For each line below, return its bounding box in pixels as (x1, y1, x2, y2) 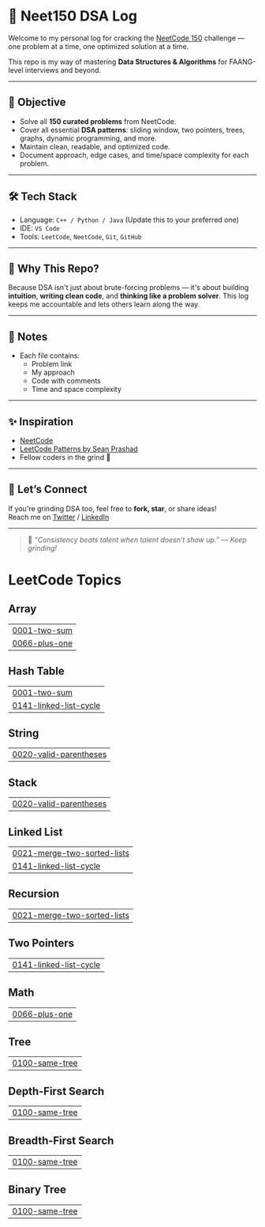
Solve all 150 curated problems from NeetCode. (19, 116, 177, 126)
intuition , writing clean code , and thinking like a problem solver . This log (8, 292, 249, 301)
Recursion (8, 887, 60, 901)
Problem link (31, 359, 73, 369)
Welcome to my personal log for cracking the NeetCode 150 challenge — (8, 33, 245, 43)
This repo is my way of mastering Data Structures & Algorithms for (8, 57, 228, 66)
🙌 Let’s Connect (8, 483, 88, 496)
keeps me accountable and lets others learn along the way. (8, 299, 200, 309)
